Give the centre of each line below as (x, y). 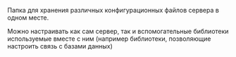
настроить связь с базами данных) (60, 46)
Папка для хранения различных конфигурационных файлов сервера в (113, 10)
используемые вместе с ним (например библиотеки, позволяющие (109, 39)
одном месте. (28, 18)
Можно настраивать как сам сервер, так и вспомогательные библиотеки (118, 31)
